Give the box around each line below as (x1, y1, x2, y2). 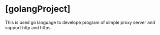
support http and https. (5, 24, 52, 30)
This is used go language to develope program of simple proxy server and (5, 19, 155, 25)
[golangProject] (5, 3, 70, 15)
